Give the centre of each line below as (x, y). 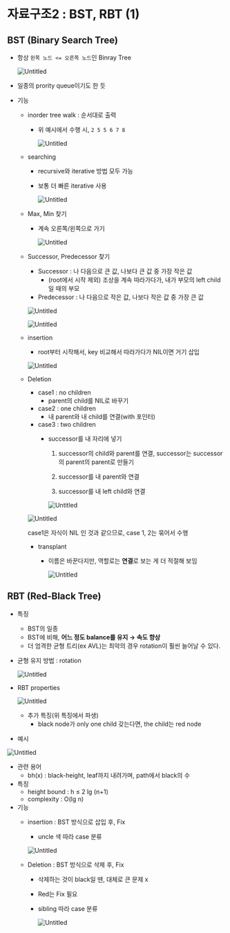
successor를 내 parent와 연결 (99, 477)
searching (42, 157)
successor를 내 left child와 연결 (102, 491)
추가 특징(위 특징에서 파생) (63, 715)
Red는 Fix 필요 (58, 894)
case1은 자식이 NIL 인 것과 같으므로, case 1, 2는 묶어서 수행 (108, 533)
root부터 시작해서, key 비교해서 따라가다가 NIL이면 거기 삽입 (119, 352)
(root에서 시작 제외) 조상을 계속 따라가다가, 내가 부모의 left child (134, 280)
